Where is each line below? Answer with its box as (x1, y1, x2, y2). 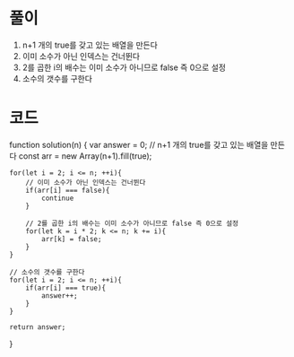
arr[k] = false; (41, 234, 102, 243)
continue (41, 194, 74, 203)
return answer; (9, 322, 66, 332)
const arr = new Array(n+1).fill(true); (18, 150, 152, 161)
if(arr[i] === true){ (25, 283, 106, 292)
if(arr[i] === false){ (25, 186, 110, 195)
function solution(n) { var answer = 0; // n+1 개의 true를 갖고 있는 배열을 (9, 139, 269, 150)
